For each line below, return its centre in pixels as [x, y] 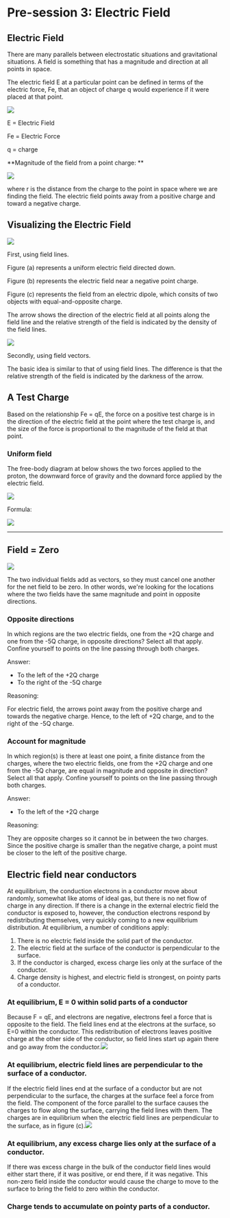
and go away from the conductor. [54, 1047]
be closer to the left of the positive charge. [67, 853]
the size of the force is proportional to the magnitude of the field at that [107, 428]
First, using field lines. [38, 254]
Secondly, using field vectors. [49, 355]
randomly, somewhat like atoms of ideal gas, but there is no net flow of [107, 899]
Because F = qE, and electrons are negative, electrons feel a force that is [110, 1017]
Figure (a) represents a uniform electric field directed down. [91, 267]
